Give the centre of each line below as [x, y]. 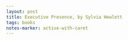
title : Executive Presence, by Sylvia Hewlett [64, 17]
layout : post [22, 11]
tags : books [21, 22]
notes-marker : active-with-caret [47, 28]
